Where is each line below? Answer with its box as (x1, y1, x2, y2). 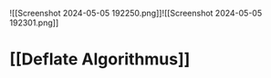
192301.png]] (9, 17, 59, 28)
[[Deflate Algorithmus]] (9, 49, 191, 70)
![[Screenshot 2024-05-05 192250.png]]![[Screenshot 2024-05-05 (9, 8, 263, 18)
